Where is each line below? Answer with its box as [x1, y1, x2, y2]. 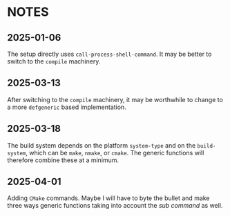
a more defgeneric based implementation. [7, 103, 126, 111]
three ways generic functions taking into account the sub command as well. [7, 202, 223, 210]
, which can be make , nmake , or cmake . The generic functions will [25, 148, 204, 157]
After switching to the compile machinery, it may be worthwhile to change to [7, 95, 223, 104]
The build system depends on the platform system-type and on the [7, 141, 196, 149]
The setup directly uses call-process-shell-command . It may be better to [7, 50, 212, 58]
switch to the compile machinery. [7, 57, 101, 66]
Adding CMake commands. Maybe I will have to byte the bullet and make [7, 194, 210, 202]
